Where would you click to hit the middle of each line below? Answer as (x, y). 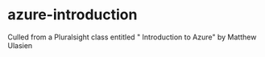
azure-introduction (72, 15)
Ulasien (20, 45)
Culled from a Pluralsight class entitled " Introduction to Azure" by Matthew (132, 37)
